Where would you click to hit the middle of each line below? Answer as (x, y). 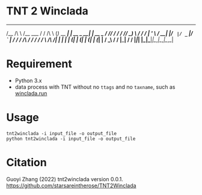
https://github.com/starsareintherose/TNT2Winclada (71, 185)
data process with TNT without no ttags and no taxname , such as (95, 87)
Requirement (39, 64)
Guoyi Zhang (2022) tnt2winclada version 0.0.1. (65, 179)
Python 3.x (28, 80)
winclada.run (31, 93)
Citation (26, 163)
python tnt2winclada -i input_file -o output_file (71, 139)
